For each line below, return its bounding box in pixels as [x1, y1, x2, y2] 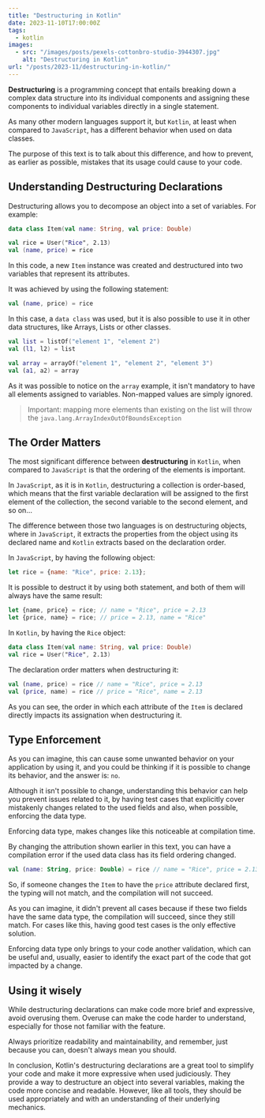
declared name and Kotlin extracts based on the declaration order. [8, 538, 226, 548]
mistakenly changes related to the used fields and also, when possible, [8, 803, 238, 812]
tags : [8, 26, 26, 34]
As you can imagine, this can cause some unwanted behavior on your [8, 754, 234, 763]
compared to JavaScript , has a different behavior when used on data [8, 125, 233, 134]
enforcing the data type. [8, 811, 87, 821]
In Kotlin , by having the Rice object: [8, 628, 126, 637]
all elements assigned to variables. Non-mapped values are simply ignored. [8, 389, 253, 399]
